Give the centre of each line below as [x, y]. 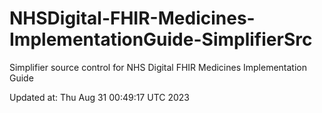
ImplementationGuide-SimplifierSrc [161, 39]
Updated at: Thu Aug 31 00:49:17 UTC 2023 [99, 97]
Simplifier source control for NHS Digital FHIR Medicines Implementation [158, 67]
